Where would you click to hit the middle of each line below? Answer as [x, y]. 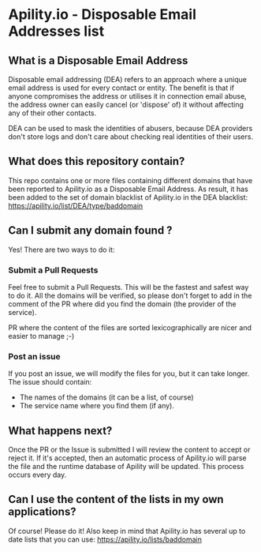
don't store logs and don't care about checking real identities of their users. [131, 137]
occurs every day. [37, 475]
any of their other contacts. [52, 113]
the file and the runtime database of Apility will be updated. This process [126, 467]
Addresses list [56, 31]
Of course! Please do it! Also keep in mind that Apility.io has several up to [127, 531]
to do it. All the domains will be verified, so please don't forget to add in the [130, 295]
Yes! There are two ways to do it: [62, 250]
